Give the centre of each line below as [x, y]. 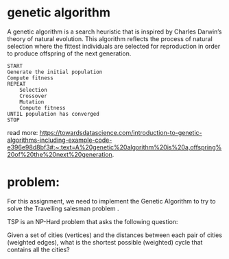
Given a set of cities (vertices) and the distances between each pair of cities [115, 235]
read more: [23, 132]
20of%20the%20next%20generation [60, 154]
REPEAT [16, 84]
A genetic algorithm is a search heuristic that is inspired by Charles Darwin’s [114, 32]
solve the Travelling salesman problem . [63, 208]
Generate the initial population [55, 72]
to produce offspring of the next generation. [69, 53]
